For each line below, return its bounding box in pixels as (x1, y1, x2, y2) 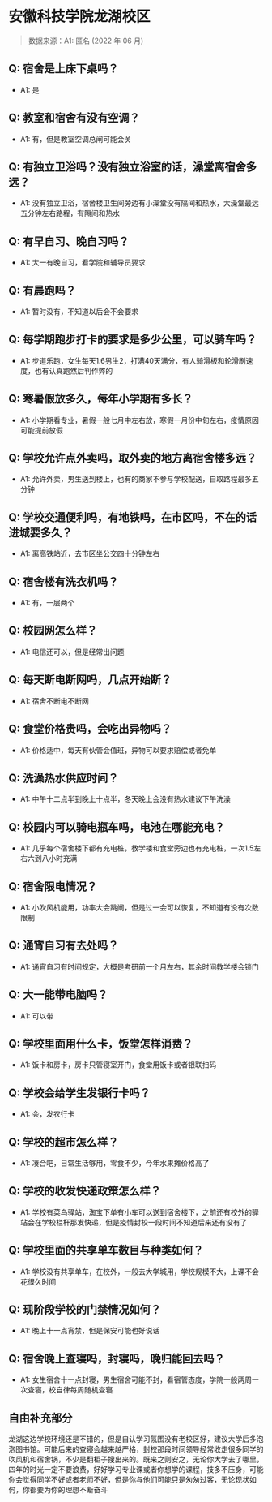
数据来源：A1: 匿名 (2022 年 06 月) (28, 36, 144, 45)
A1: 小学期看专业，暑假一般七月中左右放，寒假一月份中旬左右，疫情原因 (19, 415, 259, 424)
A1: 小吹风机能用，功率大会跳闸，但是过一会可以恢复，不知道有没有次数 (19, 902, 259, 912)
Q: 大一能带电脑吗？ (8, 988, 108, 1002)
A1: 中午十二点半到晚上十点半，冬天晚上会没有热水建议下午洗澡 (19, 794, 231, 804)
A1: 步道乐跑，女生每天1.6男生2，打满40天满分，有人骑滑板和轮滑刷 (19, 355, 247, 365)
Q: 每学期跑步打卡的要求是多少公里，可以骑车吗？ (8, 333, 257, 346)
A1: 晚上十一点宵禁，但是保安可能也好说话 (19, 1326, 160, 1336)
